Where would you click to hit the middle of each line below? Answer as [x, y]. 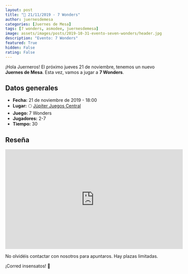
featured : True [21, 43]
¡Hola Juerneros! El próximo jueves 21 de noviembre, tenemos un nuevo [80, 67]
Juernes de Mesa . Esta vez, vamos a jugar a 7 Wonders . [65, 72]
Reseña [17, 140]
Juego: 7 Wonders [32, 113]
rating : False [20, 52]
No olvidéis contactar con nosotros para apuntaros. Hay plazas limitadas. [82, 256]
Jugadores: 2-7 [29, 119]
